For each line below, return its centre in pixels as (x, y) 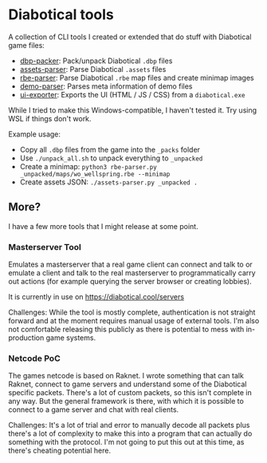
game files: (27, 45)
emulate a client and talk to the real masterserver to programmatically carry (132, 273)
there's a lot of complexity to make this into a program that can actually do (130, 433)
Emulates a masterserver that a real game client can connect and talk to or (130, 264)
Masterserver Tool (45, 247)
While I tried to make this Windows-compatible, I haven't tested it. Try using (133, 110)
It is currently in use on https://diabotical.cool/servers (96, 297)
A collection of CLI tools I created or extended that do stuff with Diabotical (130, 37)
